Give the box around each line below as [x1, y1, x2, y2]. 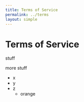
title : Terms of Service [5, 7, 58, 13]
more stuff [5, 65, 27, 71]
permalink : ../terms [5, 12, 49, 17]
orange [20, 91, 36, 97]
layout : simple [5, 17, 38, 22]
